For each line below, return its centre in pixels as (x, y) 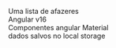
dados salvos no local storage (57, 36)
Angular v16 (28, 19)
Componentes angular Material (58, 27)
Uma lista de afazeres (43, 11)
